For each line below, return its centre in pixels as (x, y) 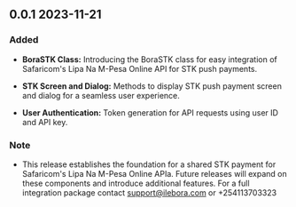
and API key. (45, 122)
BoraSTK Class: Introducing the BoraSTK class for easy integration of (149, 59)
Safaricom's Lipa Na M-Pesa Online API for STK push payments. (140, 68)
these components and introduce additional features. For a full (136, 183)
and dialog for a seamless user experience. (101, 95)
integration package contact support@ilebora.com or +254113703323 (149, 192)
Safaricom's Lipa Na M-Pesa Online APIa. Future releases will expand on (154, 173)
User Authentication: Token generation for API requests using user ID (150, 112)
